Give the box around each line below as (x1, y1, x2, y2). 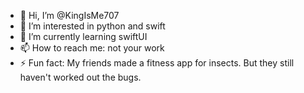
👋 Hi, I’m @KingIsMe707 (19, 10, 120, 21)
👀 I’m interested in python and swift (19, 20, 166, 32)
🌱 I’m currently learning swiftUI (19, 31, 148, 42)
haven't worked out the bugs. (19, 71, 142, 83)
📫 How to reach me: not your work (19, 42, 165, 54)
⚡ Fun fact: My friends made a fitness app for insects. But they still (19, 57, 295, 69)
